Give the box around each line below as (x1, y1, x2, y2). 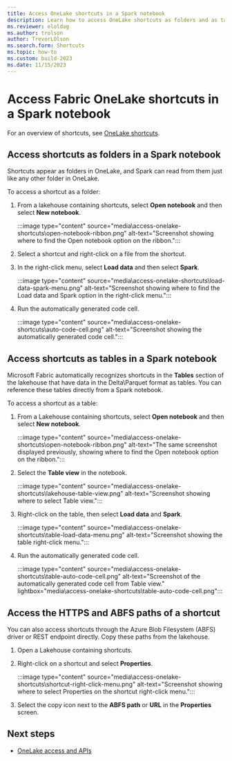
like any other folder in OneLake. (7, 174, 100, 183)
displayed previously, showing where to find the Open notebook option (17, 448, 219, 456)
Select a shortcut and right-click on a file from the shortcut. (17, 250, 186, 258)
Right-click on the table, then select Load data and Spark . (17, 510, 183, 519)
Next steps (7, 728, 55, 740)
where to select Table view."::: (17, 497, 103, 505)
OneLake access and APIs (17, 746, 92, 755)
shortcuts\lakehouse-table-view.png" (17, 490, 124, 498)
